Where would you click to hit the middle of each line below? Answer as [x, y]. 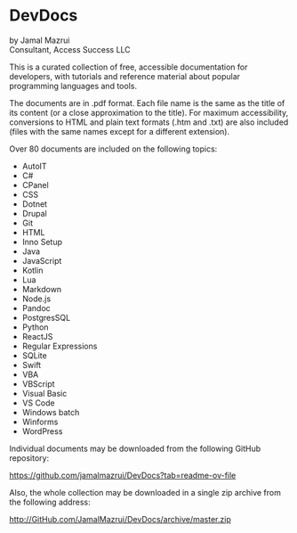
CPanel [35, 184]
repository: [29, 458]
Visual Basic [44, 393]
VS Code [38, 403]
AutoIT [34, 166]
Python [35, 327]
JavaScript [42, 260]
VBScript [38, 383]
